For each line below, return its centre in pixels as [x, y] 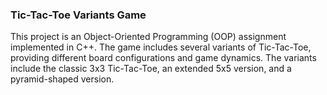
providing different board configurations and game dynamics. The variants [163, 58]
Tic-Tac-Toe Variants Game [78, 15]
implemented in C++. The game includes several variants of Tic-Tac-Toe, [161, 47]
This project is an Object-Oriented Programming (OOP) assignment [148, 37]
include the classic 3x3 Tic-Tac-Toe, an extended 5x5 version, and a [151, 69]
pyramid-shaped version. [62, 79]
